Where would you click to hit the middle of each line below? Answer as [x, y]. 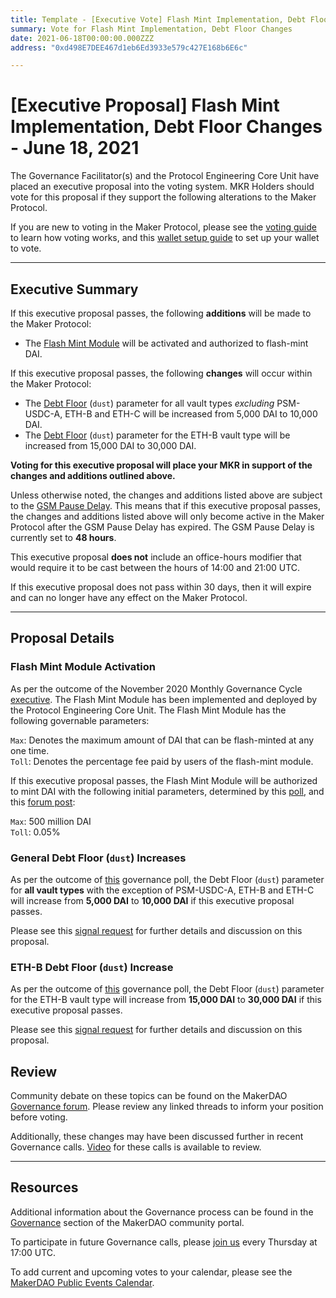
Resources [44, 1187]
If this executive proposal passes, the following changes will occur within [161, 373]
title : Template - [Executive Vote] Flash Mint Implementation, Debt [158, 19]
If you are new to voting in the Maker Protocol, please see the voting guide [163, 227]
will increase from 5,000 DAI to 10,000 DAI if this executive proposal [152, 900]
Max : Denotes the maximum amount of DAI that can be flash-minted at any [162, 740]
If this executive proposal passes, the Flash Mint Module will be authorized [164, 780]
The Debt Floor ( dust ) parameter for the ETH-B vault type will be [157, 435]
